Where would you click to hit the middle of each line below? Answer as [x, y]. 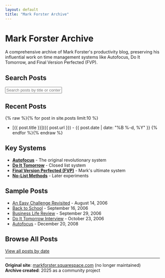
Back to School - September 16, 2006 [50, 208]
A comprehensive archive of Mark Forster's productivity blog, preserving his [82, 52]
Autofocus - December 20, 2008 [45, 224]
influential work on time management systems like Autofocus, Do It [73, 57]
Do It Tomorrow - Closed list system [49, 165]
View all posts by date [27, 251]
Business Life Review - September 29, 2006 [57, 213]
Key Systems [26, 148]
